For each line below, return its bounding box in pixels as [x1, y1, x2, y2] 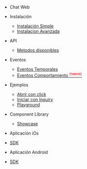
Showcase [17, 121, 38, 126]
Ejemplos [9, 82, 28, 88]
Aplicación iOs [9, 130, 39, 136]
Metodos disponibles [17, 48, 59, 53]
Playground [17, 101, 40, 107]
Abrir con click [17, 91, 46, 97]
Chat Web [9, 4, 30, 10]
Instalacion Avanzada [17, 28, 60, 34]
